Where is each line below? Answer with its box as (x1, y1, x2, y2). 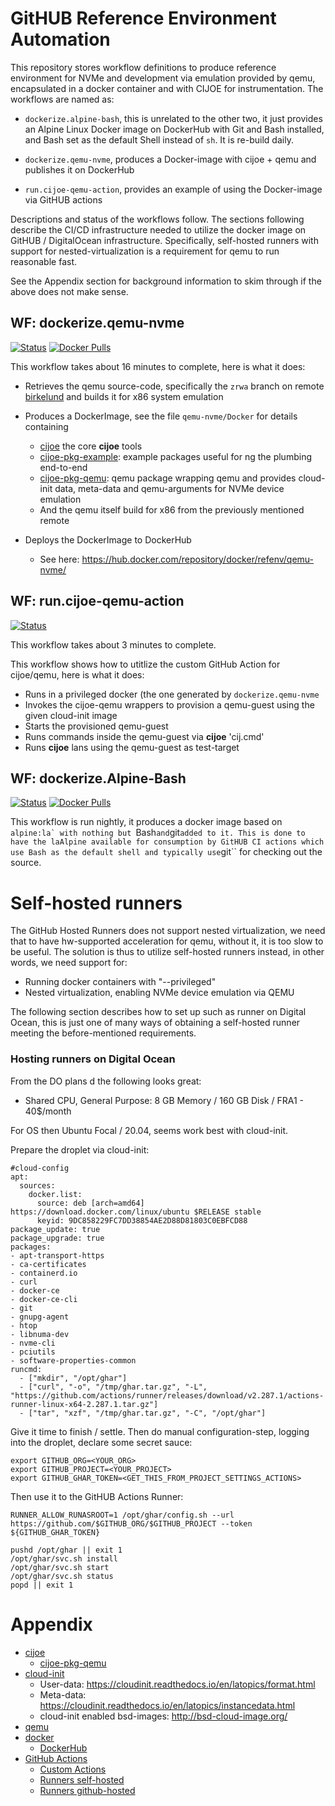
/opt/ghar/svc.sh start (10, 1562, 110, 1572)
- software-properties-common (10, 1355, 137, 1366)
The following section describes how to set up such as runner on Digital (10, 1006, 307, 1018)
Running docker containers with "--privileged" (24, 976, 217, 988)
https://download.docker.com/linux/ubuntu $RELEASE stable (10, 1207, 262, 1217)
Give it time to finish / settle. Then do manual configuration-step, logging (10, 1425, 310, 1437)
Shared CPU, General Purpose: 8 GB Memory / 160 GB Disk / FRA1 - (24, 1094, 305, 1106)
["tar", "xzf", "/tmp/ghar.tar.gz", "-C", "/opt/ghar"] (28, 1408, 267, 1418)
